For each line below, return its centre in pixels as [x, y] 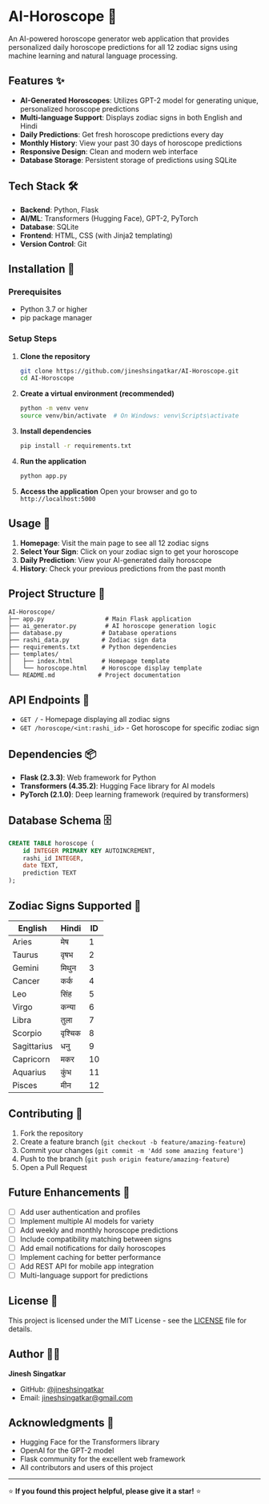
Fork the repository [52, 1133]
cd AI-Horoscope [47, 378]
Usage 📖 [29, 524]
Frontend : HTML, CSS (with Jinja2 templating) [96, 235]
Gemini [26, 968]
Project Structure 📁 [57, 594]
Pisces [25, 1085]
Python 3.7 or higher [54, 309]
